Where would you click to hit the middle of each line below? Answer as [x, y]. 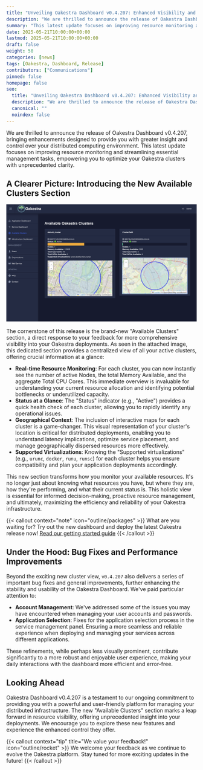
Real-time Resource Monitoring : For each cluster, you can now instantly [105, 369]
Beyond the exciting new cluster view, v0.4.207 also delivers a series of [95, 576]
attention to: [21, 595]
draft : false [23, 45]
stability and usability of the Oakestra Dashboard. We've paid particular [95, 589]
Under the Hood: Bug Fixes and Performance [92, 552]
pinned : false [24, 76]
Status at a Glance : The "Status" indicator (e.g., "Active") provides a [100, 401]
